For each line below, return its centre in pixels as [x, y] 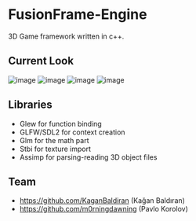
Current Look [41, 61]
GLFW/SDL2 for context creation [72, 132]
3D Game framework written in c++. [66, 36]
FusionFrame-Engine [78, 15]
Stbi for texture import [55, 149]
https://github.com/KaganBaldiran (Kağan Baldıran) [102, 201]
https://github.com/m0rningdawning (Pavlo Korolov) [103, 209]
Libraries [30, 105]
